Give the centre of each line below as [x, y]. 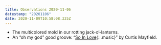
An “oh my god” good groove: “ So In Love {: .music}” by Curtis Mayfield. [85, 37]
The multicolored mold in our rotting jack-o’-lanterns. [65, 32]
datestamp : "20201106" [28, 14]
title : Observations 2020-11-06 [38, 9]
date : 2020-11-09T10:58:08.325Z [38, 18]
